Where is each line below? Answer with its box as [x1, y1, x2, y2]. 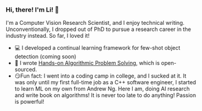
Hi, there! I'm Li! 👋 [5, 5, 59, 14]
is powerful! [14, 98, 44, 106]
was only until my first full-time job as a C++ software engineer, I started [14, 79, 197, 86]
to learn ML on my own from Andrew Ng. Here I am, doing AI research [14, 85, 190, 93]
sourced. [14, 66, 37, 73]
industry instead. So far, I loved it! [5, 32, 89, 39]
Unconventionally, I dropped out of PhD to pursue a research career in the [5, 25, 191, 33]
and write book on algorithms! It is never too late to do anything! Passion [14, 92, 197, 99]
